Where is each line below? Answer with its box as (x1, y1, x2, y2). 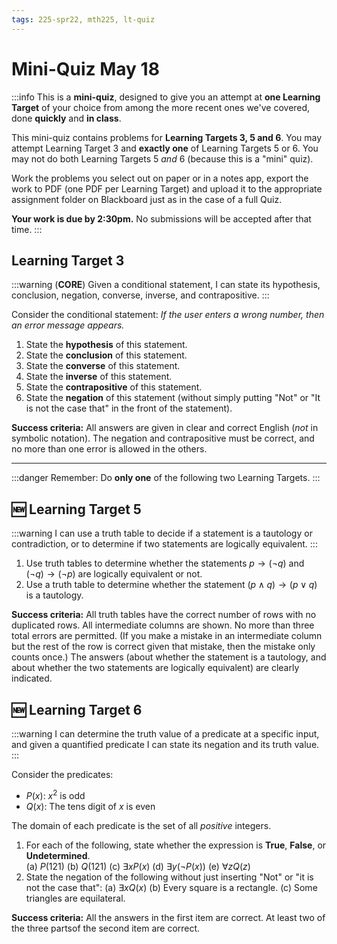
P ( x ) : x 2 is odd (25, 788, 86, 801)
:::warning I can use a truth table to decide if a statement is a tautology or (11, 527, 313, 540)
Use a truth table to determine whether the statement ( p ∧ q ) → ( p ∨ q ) (25, 579, 318, 591)
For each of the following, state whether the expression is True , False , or (25, 839, 327, 851)
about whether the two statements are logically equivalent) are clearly (11, 662, 300, 674)
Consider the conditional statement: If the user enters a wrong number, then (11, 309, 325, 321)
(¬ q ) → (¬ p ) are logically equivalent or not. (25, 568, 203, 580)
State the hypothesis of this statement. (25, 339, 188, 351)
